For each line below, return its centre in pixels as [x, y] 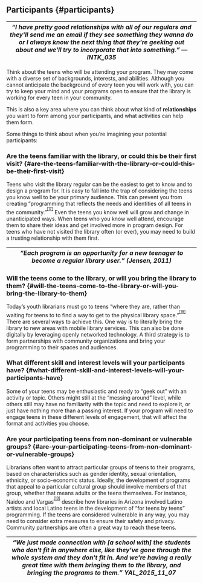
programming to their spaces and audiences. [62, 347]
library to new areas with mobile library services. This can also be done [95, 328]
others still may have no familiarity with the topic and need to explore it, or [98, 404]
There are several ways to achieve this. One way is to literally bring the [94, 321]
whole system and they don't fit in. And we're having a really [101, 558]
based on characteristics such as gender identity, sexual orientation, [92, 474]
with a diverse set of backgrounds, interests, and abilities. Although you [95, 78]
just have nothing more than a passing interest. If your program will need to [100, 410]
